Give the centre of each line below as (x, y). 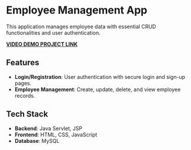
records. (25, 95)
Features (23, 63)
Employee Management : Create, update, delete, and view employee (98, 89)
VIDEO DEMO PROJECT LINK (42, 44)
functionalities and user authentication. (53, 32)
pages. (23, 83)
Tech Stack (27, 114)
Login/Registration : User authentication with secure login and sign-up (100, 76)
